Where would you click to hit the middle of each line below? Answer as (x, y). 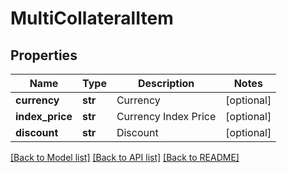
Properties (44, 55)
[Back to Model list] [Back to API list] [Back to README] (125, 157)
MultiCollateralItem (92, 18)
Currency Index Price (166, 116)
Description (166, 83)
